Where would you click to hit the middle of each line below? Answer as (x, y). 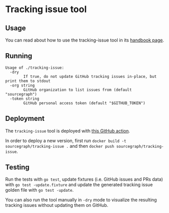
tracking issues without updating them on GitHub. (57, 205)
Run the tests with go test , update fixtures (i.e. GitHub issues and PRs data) (84, 179)
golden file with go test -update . (40, 190)
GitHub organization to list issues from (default (78, 90)
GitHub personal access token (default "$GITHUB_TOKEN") (84, 103)
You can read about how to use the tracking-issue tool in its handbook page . (85, 40)
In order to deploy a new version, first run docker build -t (66, 141)
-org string (22, 85)
